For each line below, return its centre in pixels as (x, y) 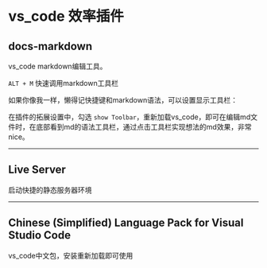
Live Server (37, 170)
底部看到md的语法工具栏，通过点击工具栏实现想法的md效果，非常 (143, 127)
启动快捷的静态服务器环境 (50, 190)
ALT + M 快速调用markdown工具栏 (64, 83)
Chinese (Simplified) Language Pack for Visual (126, 223)
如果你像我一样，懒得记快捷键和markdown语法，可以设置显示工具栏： (123, 100)
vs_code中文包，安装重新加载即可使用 (71, 255)
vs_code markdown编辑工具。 (58, 66)
